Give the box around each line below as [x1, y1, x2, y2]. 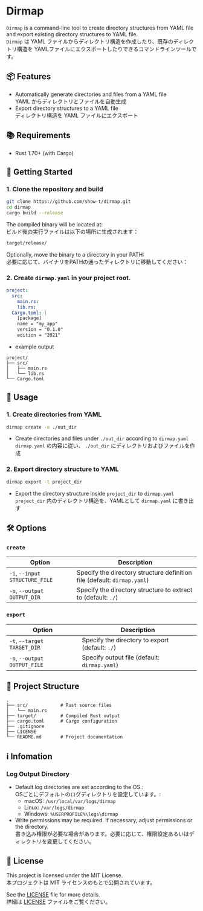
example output [14, 343, 54, 350]
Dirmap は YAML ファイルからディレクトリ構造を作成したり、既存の [6, 37, 173, 45]
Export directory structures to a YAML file [14, 104, 119, 112]
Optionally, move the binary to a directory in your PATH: [6, 251, 145, 258]
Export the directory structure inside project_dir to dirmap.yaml [14, 490, 174, 497]
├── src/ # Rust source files [6, 702, 112, 709]
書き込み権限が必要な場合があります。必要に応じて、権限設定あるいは [14, 830, 189, 837]
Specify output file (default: [82, 653, 160, 662]
